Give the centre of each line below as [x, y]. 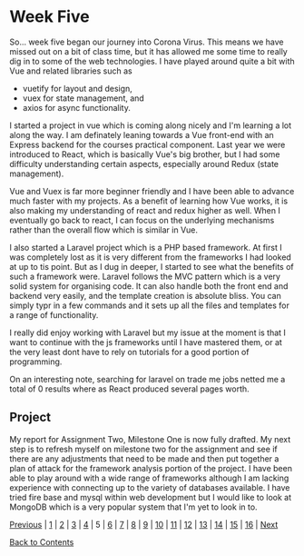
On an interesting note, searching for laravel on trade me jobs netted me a [147, 379]
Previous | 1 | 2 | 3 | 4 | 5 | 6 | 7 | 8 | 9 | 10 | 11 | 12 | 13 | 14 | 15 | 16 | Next [144, 524]
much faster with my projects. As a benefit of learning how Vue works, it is [149, 201]
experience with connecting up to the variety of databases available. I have [150, 487]
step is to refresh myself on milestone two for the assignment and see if [144, 449]
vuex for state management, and [83, 98]
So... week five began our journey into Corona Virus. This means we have [147, 42]
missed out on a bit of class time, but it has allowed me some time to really [148, 51]
